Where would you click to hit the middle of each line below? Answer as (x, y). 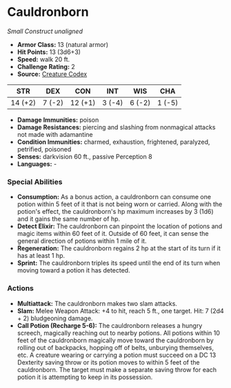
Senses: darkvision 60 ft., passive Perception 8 (85, 156)
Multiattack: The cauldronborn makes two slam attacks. (97, 303)
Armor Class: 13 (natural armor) (63, 44)
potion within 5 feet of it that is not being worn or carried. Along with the (120, 204)
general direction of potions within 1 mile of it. (82, 241)
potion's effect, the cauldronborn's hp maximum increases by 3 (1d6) (115, 212)
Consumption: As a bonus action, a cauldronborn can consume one (114, 197)
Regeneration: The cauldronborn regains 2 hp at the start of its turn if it (119, 248)
